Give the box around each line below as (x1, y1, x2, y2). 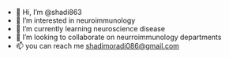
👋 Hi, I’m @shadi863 (15, 8, 83, 16)
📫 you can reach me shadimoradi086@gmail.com (15, 42, 180, 50)
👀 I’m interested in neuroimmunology (15, 16, 136, 25)
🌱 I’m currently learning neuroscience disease (15, 24, 166, 33)
